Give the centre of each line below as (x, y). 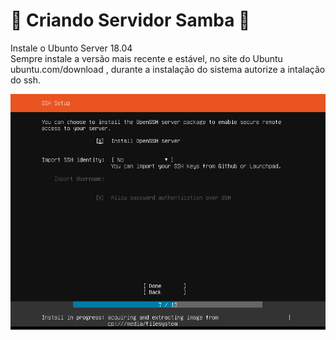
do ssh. (25, 80)
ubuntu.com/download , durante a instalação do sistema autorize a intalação (168, 69)
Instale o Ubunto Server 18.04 (71, 48)
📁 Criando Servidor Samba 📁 (130, 20)
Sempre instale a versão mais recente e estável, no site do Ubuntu (146, 58)
